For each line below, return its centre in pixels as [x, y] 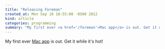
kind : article [20, 18]
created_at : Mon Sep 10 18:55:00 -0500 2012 [51, 14]
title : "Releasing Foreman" [34, 9]
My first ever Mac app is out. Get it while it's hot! [54, 41]
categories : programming [30, 23]
